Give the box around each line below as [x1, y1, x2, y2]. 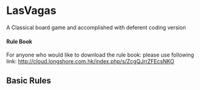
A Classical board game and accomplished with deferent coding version [6, 24, 186, 31]
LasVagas [6, 4, 56, 18]
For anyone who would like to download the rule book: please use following [6, 51, 195, 58]
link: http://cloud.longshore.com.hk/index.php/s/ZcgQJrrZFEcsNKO [6, 58, 175, 65]
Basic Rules [6, 75, 52, 86]
